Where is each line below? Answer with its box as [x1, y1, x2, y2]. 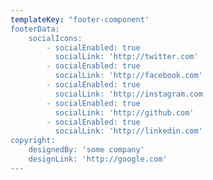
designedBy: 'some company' [28, 145, 145, 155]
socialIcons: [28, 33, 83, 43]
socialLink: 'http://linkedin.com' [54, 126, 203, 136]
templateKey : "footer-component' [10, 14, 150, 25]
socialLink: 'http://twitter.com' [54, 52, 199, 62]
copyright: [10, 136, 56, 146]
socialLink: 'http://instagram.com [54, 89, 203, 99]
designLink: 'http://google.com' [28, 154, 168, 164]
